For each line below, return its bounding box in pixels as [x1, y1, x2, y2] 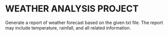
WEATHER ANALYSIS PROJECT [5, 3, 139, 14]
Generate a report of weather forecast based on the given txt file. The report [5, 19, 163, 25]
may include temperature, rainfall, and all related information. [5, 24, 131, 30]
